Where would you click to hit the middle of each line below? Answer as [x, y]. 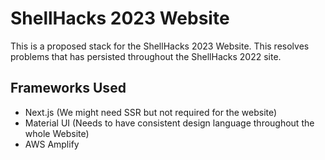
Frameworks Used [68, 88]
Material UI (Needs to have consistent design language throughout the [169, 123]
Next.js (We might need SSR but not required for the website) [151, 112]
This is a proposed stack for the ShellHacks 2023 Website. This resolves [160, 46]
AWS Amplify [52, 144]
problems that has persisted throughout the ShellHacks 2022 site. [146, 56]
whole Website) [57, 133]
